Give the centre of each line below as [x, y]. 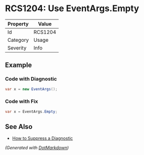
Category [18, 40]
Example [18, 65]
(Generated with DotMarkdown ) [37, 148]
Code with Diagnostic [31, 79]
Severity [17, 48]
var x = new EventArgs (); [31, 89]
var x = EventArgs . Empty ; [31, 112]
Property [18, 24]
